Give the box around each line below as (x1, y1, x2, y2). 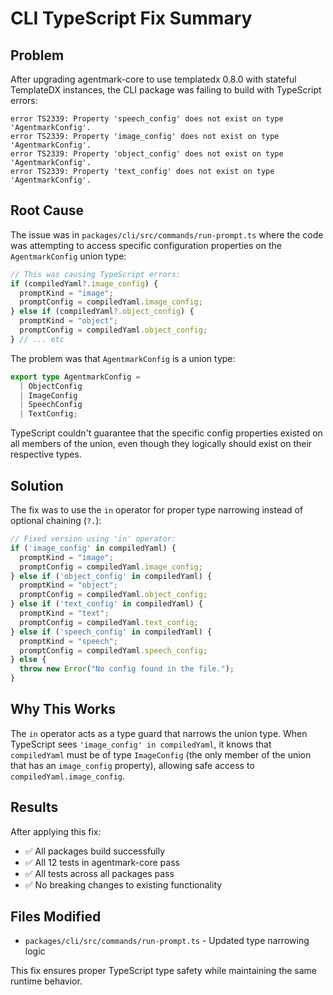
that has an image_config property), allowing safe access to (10, 759, 255, 771)
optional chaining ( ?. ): (10, 515, 102, 526)
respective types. (10, 448, 82, 461)
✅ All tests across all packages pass (24, 867, 175, 879)
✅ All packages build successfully (24, 845, 166, 857)
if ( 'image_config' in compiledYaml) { (10, 543, 177, 553)
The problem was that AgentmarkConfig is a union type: (10, 352, 236, 364)
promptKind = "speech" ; (19, 636, 118, 646)
